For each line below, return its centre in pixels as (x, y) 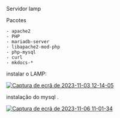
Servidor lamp (24, 9)
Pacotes (16, 20)
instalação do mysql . (32, 97)
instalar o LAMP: (26, 74)
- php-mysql (21, 52)
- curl (14, 58)
